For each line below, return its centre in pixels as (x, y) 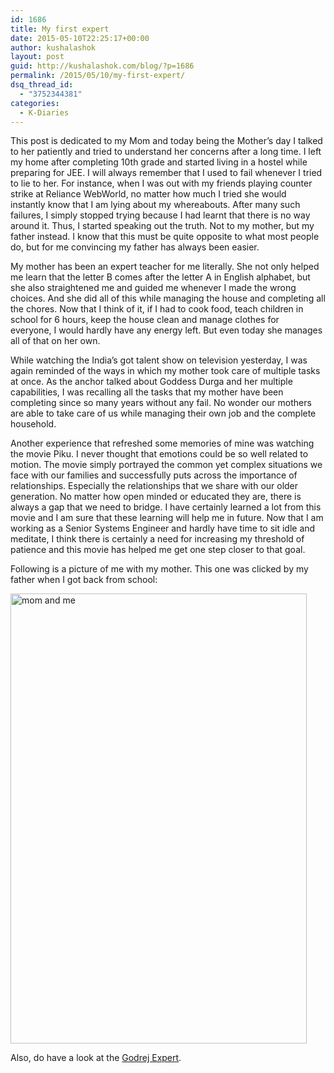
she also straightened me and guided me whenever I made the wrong (153, 288)
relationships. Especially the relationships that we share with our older (154, 486)
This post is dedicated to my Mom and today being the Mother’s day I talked (166, 141)
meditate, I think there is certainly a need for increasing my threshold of (157, 539)
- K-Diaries (44, 112)
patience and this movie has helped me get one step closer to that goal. (158, 550)
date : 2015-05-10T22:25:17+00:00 (80, 38)
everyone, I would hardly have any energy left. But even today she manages (166, 330)
